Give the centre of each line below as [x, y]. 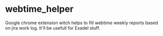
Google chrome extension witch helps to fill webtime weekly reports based [81, 23]
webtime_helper [39, 9]
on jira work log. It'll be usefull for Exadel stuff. [53, 28]
